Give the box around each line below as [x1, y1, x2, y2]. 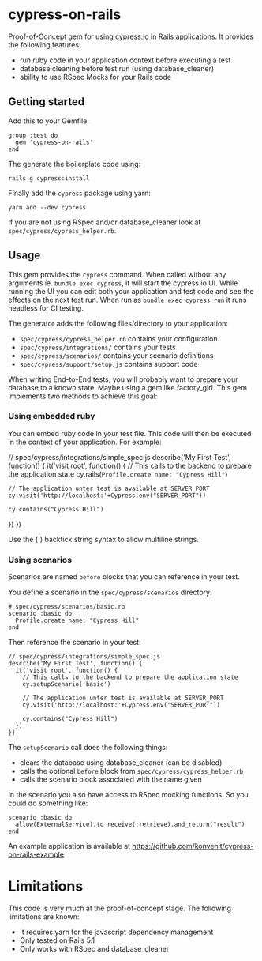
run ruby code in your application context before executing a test [19, 55, 231, 65]
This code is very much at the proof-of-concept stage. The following [8, 903, 231, 914]
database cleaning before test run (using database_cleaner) [19, 63, 215, 73]
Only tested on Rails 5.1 [19, 936, 95, 945]
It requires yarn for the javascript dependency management [19, 927, 214, 937]
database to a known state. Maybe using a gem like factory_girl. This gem [8, 383, 247, 392]
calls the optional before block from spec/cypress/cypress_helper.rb [19, 767, 244, 776]
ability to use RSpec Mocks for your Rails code [19, 72, 172, 81]
